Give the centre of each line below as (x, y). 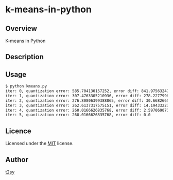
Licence (19, 131)
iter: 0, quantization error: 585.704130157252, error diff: (72, 91)
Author (17, 160)
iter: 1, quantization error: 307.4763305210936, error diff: (73, 96)
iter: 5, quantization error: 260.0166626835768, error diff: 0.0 (78, 115)
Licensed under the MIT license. (39, 143)
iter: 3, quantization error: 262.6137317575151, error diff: (73, 105)
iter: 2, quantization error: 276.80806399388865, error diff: (75, 101)
